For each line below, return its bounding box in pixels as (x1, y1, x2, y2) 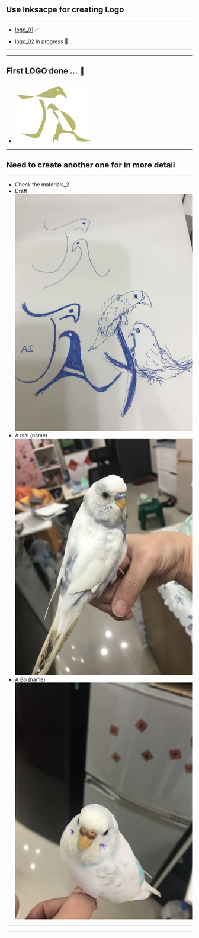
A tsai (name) (14, 431, 48, 439)
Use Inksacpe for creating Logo (6, 5, 124, 15)
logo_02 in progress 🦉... (14, 38, 73, 45)
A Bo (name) (14, 676, 46, 683)
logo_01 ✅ (14, 26, 40, 33)
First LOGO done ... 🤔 (6, 66, 85, 76)
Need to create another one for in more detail (6, 160, 176, 170)
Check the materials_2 (14, 181, 70, 188)
